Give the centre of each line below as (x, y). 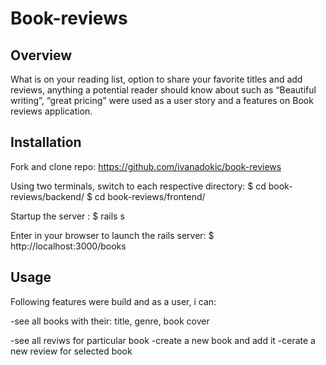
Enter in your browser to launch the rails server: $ (112, 235)
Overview (41, 55)
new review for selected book (71, 351)
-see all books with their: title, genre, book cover (110, 321)
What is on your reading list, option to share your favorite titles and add (156, 79)
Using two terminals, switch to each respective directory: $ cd (138, 186)
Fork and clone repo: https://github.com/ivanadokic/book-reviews (146, 166)
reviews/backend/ (47, 196)
